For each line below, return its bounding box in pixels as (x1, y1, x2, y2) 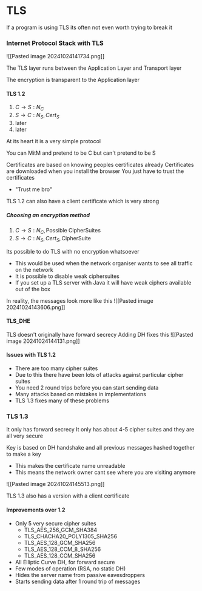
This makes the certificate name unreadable (15, 462, 126, 470)
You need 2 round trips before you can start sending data (15, 384, 159, 391)
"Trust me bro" (15, 186, 53, 193)
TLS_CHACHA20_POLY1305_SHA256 (24, 532, 118, 540)
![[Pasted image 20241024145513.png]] (6, 481, 105, 488)
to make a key (6, 450, 41, 458)
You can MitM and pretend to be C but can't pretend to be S (6, 149, 156, 157)
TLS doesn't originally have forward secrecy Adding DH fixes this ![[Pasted (6, 331, 194, 338)
